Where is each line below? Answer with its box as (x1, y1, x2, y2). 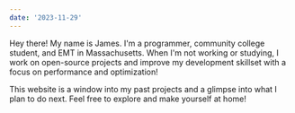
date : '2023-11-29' (9, 13, 83, 22)
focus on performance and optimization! (9, 66, 159, 77)
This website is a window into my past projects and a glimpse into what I (9, 83, 277, 94)
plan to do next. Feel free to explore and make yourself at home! (9, 93, 247, 104)
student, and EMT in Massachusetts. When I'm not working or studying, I (9, 47, 279, 58)
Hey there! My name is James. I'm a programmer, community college (9, 38, 265, 48)
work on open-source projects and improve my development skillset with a (9, 56, 286, 67)
